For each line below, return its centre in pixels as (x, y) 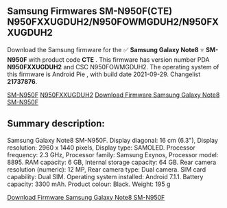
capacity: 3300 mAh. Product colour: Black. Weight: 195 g (89, 184)
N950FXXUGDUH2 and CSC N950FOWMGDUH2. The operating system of (113, 67)
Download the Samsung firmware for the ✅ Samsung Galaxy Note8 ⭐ (106, 49)
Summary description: (56, 124)
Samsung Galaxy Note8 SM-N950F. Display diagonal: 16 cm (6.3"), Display (112, 140)
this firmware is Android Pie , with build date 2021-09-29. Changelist (104, 74)
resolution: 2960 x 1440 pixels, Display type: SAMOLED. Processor (101, 148)
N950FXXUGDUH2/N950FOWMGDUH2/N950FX (113, 22)
